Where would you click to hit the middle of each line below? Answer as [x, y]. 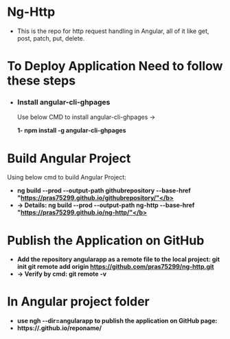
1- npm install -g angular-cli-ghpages [71, 131]
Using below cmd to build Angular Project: [67, 177]
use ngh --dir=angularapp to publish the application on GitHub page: [117, 321]
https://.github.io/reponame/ [59, 328]
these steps [42, 81]
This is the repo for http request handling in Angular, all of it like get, [113, 31]
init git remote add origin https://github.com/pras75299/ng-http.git [115, 267]
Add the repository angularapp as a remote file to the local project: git [118, 259]
